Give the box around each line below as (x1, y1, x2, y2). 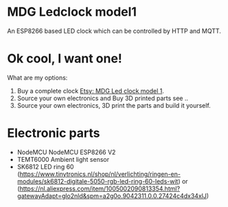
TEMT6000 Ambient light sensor (16, 155, 110, 163)
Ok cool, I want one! (7, 51, 122, 66)
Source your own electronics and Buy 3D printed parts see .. (16, 94, 189, 102)
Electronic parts (7, 125, 100, 141)
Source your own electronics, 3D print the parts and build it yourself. (16, 101, 211, 110)
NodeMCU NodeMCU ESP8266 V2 (16, 148, 116, 156)
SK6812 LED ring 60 (16, 162, 74, 171)
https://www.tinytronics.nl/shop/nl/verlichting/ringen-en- (19, 169, 181, 178)
